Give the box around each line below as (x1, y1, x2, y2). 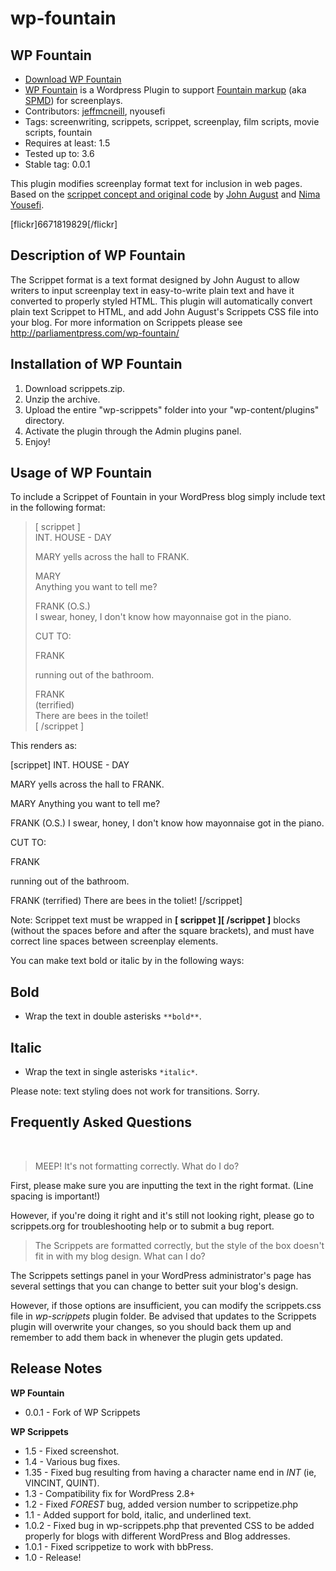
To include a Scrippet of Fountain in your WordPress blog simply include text (10, 491, 326, 503)
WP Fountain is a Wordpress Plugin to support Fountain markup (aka (24, 84, 307, 96)
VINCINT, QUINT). (24, 1477, 100, 1489)
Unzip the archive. (24, 393, 101, 405)
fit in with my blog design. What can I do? (34, 1250, 206, 1262)
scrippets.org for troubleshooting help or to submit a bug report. (10, 1220, 275, 1232)
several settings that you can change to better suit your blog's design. (10, 1280, 299, 1292)
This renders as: (10, 740, 78, 752)
